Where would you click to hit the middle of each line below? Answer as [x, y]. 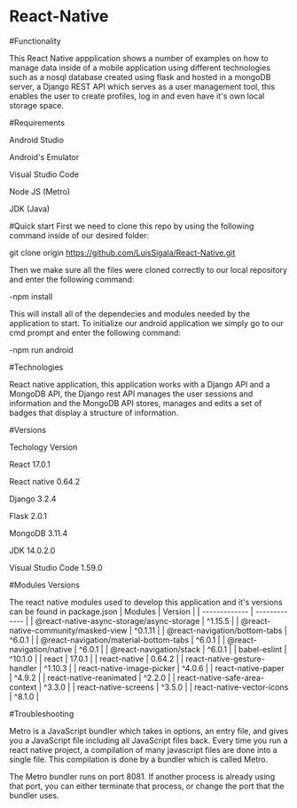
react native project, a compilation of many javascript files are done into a [143, 749]
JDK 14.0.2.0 [32, 550]
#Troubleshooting [42, 714]
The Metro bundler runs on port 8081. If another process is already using [142, 776]
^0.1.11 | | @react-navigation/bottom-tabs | [211, 630]
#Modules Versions [44, 585]
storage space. [37, 105]
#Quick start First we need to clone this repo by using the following [132, 226]
